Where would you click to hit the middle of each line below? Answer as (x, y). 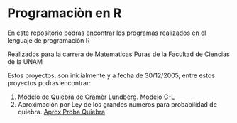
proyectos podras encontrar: (49, 82)
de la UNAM (25, 61)
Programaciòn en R (65, 13)
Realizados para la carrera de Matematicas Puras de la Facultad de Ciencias (118, 54)
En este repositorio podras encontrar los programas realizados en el (107, 33)
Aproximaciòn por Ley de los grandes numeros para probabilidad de (117, 104)
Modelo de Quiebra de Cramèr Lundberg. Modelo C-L (96, 97)
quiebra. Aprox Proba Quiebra (61, 112)
